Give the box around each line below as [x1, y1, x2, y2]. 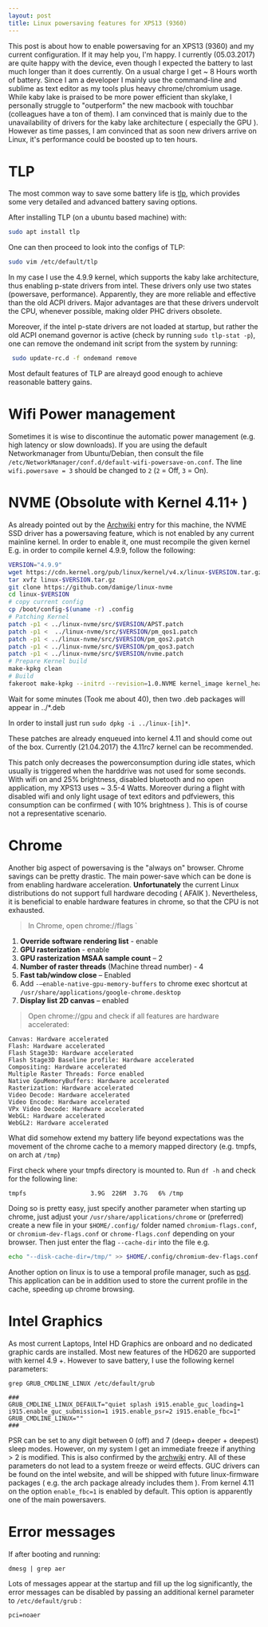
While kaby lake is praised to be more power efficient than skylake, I [8, 92, 232, 101]
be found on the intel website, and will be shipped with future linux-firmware [8, 1469, 259, 1478]
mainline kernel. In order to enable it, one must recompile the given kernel [8, 537, 250, 546]
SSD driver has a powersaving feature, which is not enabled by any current [8, 528, 254, 538]
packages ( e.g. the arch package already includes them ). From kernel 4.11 [8, 1478, 254, 1487]
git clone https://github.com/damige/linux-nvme [8, 583, 173, 591]
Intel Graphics [8, 1312, 104, 1330]
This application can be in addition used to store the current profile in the [8, 1276, 248, 1285]
